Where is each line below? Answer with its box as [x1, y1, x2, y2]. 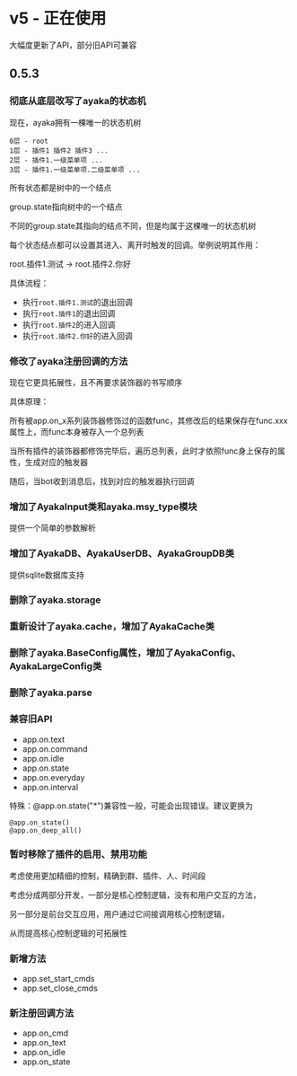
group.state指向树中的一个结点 [9, 201, 123, 212]
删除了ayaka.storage [9, 594, 101, 606]
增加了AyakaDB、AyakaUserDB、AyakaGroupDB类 [9, 547, 235, 560]
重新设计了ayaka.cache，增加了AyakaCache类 [9, 621, 215, 633]
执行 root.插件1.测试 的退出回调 [22, 296, 133, 307]
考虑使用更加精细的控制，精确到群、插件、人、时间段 [9, 870, 206, 881]
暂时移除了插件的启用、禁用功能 [9, 848, 148, 860]
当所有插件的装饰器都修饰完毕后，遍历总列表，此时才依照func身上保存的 [9, 445, 278, 456]
